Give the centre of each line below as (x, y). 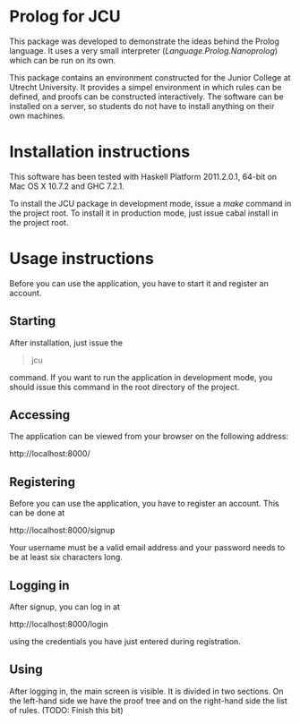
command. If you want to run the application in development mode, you (141, 377)
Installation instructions (100, 152)
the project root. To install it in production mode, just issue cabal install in (144, 213)
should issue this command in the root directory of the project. (124, 387)
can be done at (37, 513)
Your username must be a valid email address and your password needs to (147, 548)
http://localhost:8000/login (59, 625)
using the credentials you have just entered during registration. (125, 642)
